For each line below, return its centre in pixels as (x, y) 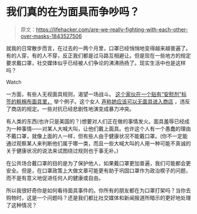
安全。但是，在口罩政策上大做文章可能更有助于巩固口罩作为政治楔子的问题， (98, 170)
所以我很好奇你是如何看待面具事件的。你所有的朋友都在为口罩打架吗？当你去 (98, 190)
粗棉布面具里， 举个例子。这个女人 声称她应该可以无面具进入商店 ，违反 (103, 101)
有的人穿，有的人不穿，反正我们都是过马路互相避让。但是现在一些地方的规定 (98, 55)
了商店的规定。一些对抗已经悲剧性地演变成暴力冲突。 (70, 109)
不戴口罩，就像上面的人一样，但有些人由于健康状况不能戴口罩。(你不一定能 (97, 136)
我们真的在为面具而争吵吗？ (73, 12)
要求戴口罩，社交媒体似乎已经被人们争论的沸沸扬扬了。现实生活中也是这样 (96, 63)
